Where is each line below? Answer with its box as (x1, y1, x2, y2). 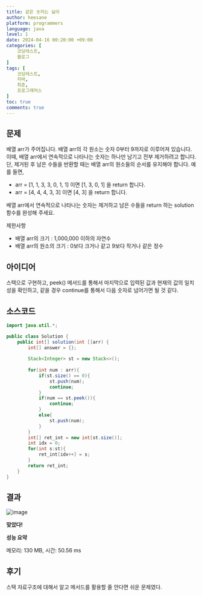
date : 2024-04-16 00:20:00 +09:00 (6, 37, 93, 43)
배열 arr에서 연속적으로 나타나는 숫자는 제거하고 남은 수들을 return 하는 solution (6, 201, 194, 209)
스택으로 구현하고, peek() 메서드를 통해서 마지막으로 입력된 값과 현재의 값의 (6, 279, 183, 286)
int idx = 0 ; (28, 440, 61, 447)
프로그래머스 (17, 88, 42, 94)
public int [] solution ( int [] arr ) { (17, 339, 110, 345)
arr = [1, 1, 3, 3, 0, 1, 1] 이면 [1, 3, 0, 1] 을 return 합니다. (14, 181, 146, 188)
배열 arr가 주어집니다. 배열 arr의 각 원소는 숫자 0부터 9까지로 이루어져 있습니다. (6, 146, 192, 153)
